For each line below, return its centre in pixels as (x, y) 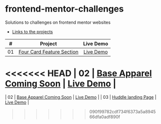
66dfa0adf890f (105, 117)
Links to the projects (32, 31)
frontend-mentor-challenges (64, 9)
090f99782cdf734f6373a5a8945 (123, 111)
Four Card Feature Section (48, 52)
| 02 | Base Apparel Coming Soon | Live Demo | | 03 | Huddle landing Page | (81, 97)
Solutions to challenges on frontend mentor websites (58, 22)
